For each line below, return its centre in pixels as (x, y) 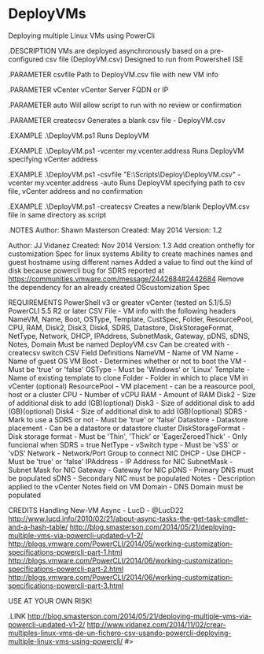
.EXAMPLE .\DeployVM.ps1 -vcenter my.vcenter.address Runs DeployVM (126, 150)
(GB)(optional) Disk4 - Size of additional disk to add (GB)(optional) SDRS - (128, 411)
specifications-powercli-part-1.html (65, 552)
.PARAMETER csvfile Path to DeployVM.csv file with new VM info (113, 74)
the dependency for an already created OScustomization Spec (109, 287)
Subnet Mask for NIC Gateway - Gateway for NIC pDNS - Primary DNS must (131, 470)
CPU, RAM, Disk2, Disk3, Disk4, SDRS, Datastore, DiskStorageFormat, (121, 327)
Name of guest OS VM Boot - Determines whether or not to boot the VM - (127, 361)
